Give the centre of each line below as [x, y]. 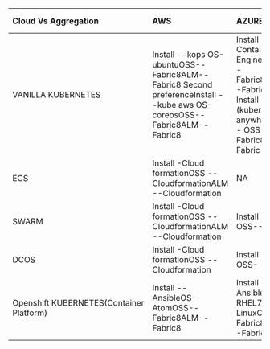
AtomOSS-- [176, 308]
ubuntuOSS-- [179, 65]
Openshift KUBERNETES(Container [78, 303]
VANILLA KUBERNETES [57, 94]
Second [198, 85]
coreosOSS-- [179, 115]
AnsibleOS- [175, 298]
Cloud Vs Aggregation [55, 21]
